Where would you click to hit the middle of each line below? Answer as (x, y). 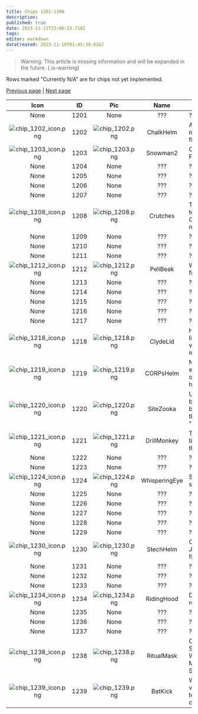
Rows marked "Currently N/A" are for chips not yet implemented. (85, 79)
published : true (26, 22)
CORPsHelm (162, 373)
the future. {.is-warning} (50, 67)
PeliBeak (162, 269)
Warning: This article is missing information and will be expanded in (103, 61)
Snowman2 (162, 153)
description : (22, 17)
